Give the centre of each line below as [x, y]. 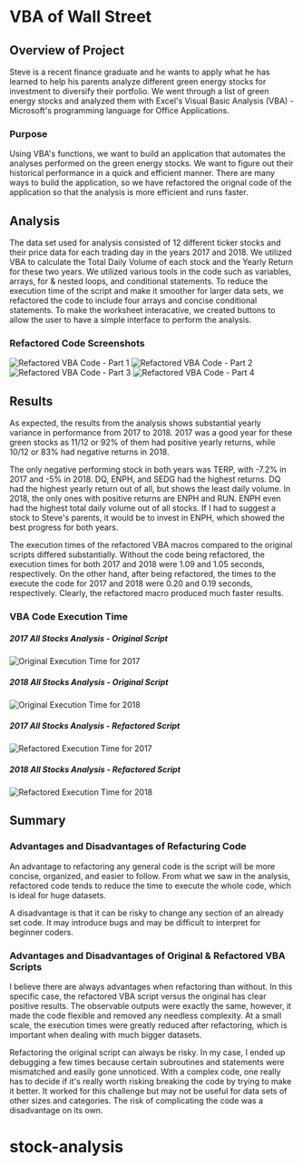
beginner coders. [42, 932]
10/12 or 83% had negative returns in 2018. [89, 452]
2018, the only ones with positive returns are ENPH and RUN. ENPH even [145, 499]
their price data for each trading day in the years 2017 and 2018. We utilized [151, 252]
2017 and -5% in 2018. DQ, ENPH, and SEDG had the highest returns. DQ [145, 479]
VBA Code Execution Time [69, 617]
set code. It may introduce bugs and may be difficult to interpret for [135, 922]
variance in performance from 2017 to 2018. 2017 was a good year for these [151, 433]
